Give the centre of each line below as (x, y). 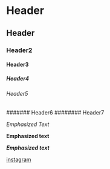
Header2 (19, 50)
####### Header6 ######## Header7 (55, 112)
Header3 (18, 65)
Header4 (18, 78)
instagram (19, 159)
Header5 (17, 94)
